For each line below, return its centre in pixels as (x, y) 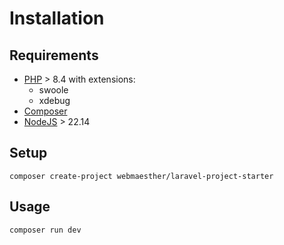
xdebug (54, 100)
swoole (53, 90)
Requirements (54, 55)
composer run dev (45, 230)
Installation (57, 18)
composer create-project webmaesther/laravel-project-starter (141, 176)
